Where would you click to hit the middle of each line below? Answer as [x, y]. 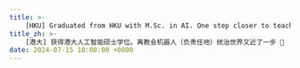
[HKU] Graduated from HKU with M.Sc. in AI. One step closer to [147, 26]
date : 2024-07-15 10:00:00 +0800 [71, 50]
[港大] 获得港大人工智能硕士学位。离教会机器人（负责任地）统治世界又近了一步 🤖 [155, 42]
